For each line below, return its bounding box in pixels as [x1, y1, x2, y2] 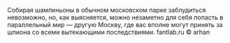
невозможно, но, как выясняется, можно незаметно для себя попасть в [7, 13, 224, 21]
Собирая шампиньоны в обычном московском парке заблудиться [7, 6, 206, 14]
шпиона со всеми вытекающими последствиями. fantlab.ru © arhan [7, 28, 210, 36]
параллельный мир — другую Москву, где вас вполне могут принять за [7, 21, 223, 28]
